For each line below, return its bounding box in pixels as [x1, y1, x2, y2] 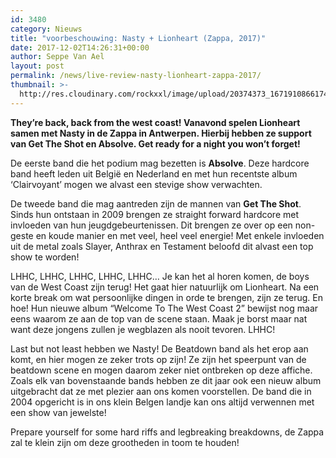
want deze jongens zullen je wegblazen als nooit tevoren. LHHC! [10, 323, 276, 335]
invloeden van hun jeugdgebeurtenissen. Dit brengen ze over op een [10, 219, 293, 231]
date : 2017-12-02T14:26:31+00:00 [10, 42, 150, 53]
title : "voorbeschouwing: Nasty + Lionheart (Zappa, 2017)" [10, 33, 267, 43]
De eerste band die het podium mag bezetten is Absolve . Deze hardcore [10, 157, 310, 169]
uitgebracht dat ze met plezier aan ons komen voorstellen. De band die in [10, 385, 312, 397]
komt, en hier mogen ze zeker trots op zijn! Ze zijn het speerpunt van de [10, 353, 307, 365]
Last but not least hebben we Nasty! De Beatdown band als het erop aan [10, 342, 309, 355]
